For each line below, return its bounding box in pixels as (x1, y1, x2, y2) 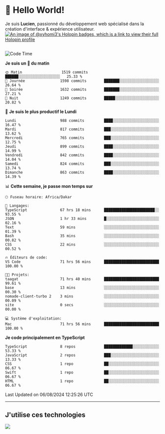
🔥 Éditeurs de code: (5, 255, 48, 260)
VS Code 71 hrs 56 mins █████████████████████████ (5, 259, 160, 264)
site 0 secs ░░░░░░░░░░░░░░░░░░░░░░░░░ (5, 303, 160, 308)
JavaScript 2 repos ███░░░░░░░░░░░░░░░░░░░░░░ (5, 353, 160, 358)
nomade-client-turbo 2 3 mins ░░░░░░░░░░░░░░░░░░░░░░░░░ (5, 294, 160, 299)
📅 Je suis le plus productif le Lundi (5, 108, 77, 115)
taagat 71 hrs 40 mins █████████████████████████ (5, 277, 160, 282)
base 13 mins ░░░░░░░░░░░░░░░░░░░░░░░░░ (5, 286, 160, 290)
